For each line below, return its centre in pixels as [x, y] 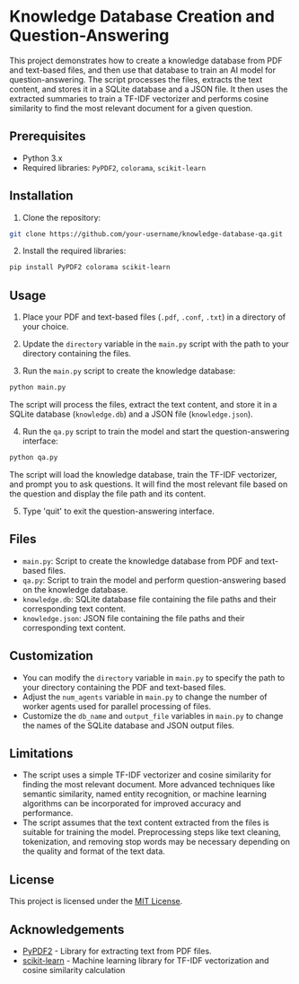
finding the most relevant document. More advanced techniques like [149, 785]
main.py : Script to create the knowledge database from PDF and [141, 561]
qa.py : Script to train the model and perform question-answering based [154, 580]
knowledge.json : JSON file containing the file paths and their [133, 618]
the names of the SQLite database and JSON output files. [128, 725]
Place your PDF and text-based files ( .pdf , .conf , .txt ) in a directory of [154, 317]
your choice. [45, 327]
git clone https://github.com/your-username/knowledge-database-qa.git [146, 234]
